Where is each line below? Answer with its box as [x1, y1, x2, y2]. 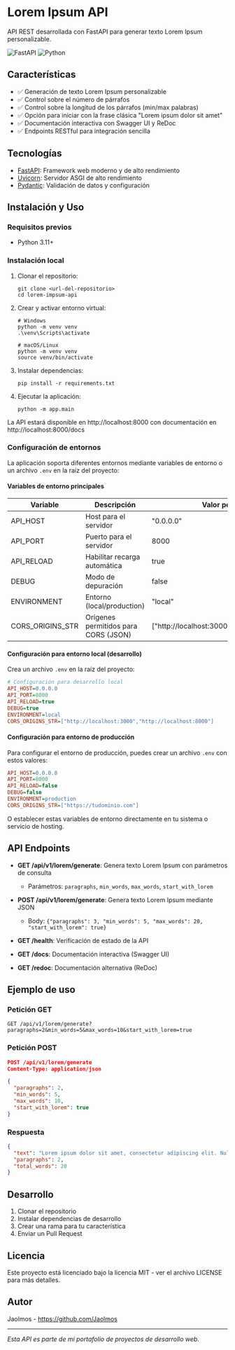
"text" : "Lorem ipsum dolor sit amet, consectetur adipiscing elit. [13, 1150, 218, 1157]
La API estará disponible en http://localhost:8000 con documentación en [7, 418, 217, 426]
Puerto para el [85, 532, 132, 542]
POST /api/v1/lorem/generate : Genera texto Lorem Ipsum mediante [17, 895, 213, 904]
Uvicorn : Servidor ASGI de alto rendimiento [17, 173, 142, 182]
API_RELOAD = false [7, 783, 58, 790]
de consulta [17, 868, 52, 876]
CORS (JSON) [85, 630, 131, 640]
